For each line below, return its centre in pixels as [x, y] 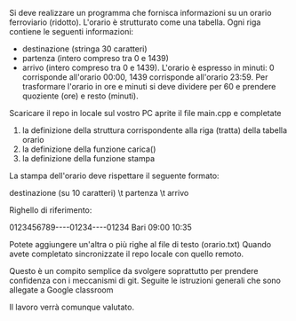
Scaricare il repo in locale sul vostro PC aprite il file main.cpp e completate [145, 113]
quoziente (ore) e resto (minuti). [80, 96]
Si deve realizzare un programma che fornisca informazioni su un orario [140, 13]
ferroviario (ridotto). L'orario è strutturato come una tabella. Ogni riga [135, 22]
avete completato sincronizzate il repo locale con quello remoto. [127, 254]
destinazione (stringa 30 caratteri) [85, 49]
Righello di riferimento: [51, 210]
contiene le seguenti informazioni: [72, 31]
